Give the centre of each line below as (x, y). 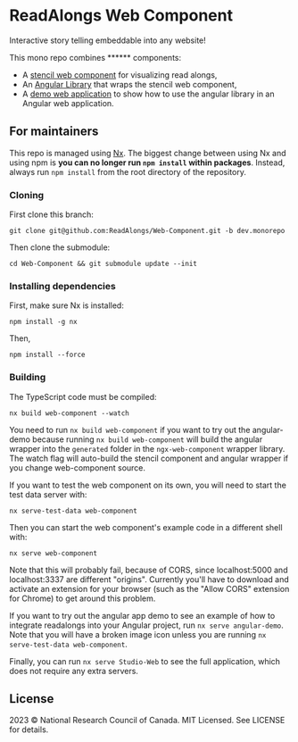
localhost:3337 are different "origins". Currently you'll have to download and (149, 579)
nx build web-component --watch (69, 413)
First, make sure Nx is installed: (67, 305)
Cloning (27, 195)
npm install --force (48, 355)
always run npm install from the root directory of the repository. (128, 171)
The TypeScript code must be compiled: (83, 396)
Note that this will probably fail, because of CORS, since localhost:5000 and (149, 570)
